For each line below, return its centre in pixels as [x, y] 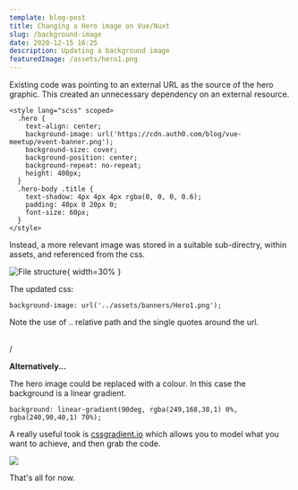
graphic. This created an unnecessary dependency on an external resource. [149, 94]
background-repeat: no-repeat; [84, 166]
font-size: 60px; [58, 212]
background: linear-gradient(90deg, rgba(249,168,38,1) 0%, [124, 409]
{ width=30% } [94, 271]
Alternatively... [38, 366]
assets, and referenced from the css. [77, 254]
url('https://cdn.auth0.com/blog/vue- [170, 134]
